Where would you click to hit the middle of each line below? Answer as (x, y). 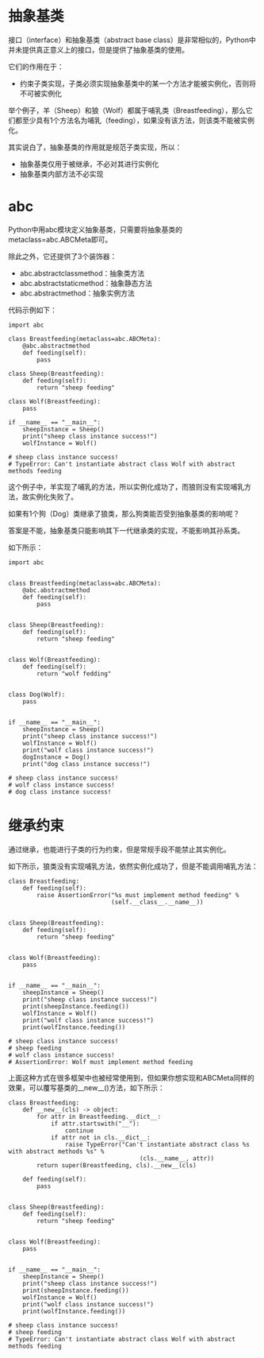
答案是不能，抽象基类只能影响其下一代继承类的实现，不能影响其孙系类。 (126, 530)
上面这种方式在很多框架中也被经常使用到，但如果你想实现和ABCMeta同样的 (132, 1078)
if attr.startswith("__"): (95, 1124)
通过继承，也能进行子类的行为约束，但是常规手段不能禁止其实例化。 (119, 849)
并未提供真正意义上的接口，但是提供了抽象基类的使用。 (98, 49)
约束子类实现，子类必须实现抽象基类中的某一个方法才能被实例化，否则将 (138, 83)
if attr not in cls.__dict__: (100, 1137)
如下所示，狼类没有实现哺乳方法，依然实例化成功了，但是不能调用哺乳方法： (133, 866)
